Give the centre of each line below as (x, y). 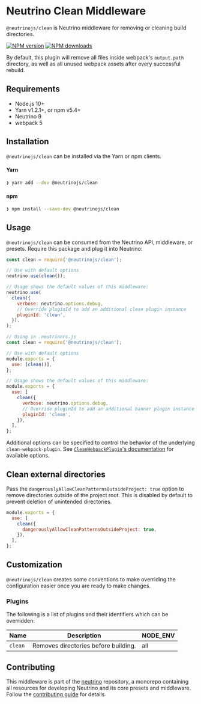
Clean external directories (56, 474)
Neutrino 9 (28, 116)
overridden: (20, 621)
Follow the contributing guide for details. (56, 694)
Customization (34, 565)
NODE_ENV (158, 635)
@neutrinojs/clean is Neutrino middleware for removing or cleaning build (96, 28)
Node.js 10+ (30, 103)
